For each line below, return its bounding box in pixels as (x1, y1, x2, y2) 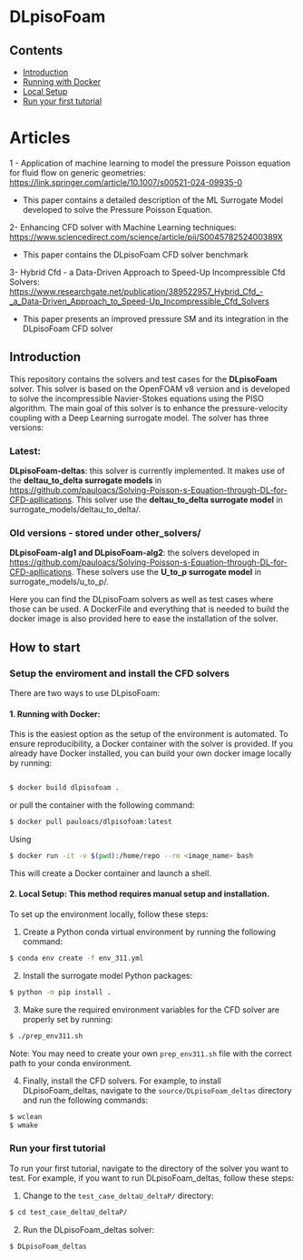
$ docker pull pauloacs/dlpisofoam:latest (9, 817, 172, 827)
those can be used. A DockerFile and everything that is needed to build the (9, 603, 289, 615)
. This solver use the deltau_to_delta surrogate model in (71, 494, 283, 506)
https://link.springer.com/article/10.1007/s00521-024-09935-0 (9, 176, 243, 187)
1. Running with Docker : (9, 708, 101, 720)
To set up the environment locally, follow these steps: (9, 909, 209, 920)
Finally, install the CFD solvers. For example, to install (22, 1075, 222, 1086)
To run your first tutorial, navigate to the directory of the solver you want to (9, 1163, 289, 1174)
